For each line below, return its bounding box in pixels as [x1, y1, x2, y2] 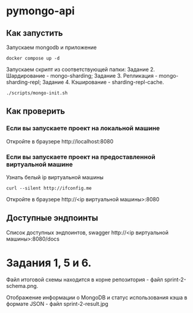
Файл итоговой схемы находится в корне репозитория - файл [6, 276, 163, 283]
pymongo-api [6, 4, 75, 18]
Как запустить [6, 28, 63, 38]
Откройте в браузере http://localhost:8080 [6, 137, 114, 145]
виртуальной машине [6, 160, 73, 168]
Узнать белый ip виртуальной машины [6, 173, 104, 180]
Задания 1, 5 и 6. [6, 256, 92, 269]
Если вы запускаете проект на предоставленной [6, 152, 156, 161]
